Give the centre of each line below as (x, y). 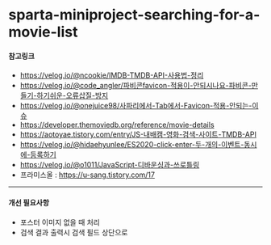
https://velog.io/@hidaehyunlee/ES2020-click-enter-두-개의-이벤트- (132, 145)
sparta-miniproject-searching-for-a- (134, 15)
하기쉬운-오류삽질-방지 (72, 95)
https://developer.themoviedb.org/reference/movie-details (117, 125)
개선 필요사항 (29, 202)
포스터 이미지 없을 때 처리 (60, 222)
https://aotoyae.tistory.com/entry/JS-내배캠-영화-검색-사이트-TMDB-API (138, 134)
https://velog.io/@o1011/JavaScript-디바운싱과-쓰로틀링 (110, 165)
